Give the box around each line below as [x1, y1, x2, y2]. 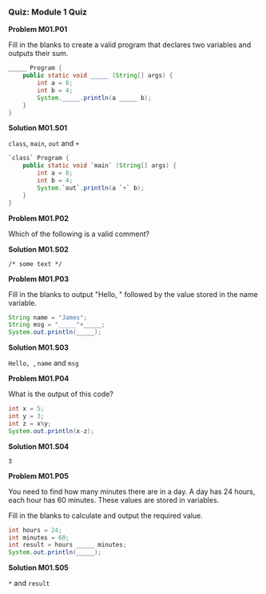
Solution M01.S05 [8, 563, 69, 572]
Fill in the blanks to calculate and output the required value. [8, 511, 204, 520]
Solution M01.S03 [8, 343, 69, 352]
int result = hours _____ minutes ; [8, 541, 127, 549]
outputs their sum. [8, 49, 69, 58]
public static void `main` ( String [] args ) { [22, 162, 177, 170]
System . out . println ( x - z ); [8, 427, 94, 435]
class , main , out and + [8, 138, 80, 148]
